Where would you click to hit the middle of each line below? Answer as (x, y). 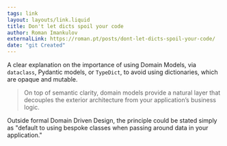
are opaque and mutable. (42, 79)
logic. (31, 107)
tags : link (23, 13)
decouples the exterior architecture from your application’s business (120, 100)
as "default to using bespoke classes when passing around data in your (108, 128)
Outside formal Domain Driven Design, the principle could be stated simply (112, 120)
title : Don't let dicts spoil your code (66, 26)
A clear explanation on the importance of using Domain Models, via (102, 65)
